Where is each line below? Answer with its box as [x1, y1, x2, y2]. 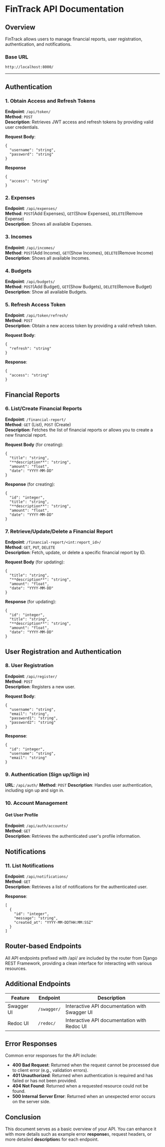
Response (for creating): [5, 481, 55, 487]
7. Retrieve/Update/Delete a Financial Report [5, 528, 113, 534]
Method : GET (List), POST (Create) [5, 421, 71, 427]
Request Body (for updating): [5, 559, 65, 565]
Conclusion [5, 1113, 41, 1121]
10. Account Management [5, 800, 68, 807]
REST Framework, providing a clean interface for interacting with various [5, 960, 152, 966]
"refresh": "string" [9, 346, 52, 351]
